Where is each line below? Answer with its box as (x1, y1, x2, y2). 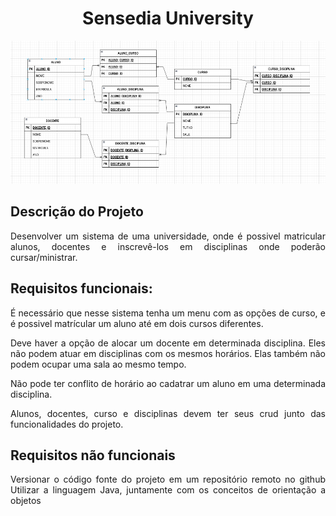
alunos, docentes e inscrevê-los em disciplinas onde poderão (10, 240, 326, 252)
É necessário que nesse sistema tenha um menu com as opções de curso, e (10, 307, 326, 319)
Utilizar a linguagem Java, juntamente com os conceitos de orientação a (10, 484, 326, 496)
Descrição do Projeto (10, 203, 144, 221)
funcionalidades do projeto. (10, 418, 124, 430)
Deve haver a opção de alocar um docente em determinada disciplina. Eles (10, 337, 326, 349)
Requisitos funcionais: (10, 280, 153, 297)
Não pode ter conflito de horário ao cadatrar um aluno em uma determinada (10, 377, 326, 389)
